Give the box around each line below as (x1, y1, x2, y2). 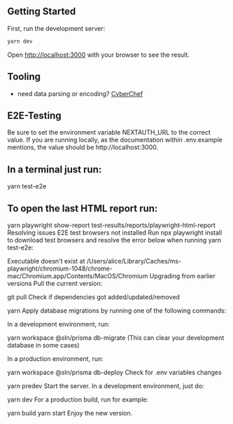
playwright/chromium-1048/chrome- (7, 264, 113, 273)
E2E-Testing (7, 109, 62, 121)
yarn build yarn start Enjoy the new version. (7, 409, 133, 417)
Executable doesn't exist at (7, 257, 85, 265)
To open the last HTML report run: (7, 203, 158, 214)
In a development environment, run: (7, 320, 110, 328)
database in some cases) (7, 341, 80, 349)
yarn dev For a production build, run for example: (7, 395, 149, 404)
